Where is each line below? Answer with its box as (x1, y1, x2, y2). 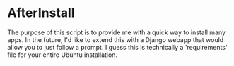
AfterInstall (7, 5, 75, 21)
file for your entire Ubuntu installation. (7, 51, 118, 59)
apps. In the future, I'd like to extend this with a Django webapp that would (7, 35, 224, 44)
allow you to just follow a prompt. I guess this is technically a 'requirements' (7, 43, 228, 51)
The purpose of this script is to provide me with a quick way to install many (7, 28, 226, 37)
